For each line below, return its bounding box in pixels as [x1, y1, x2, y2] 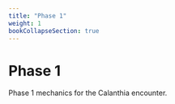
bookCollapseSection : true [8, 27, 100, 35]
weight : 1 [8, 19, 42, 27]
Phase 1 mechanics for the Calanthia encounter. [8, 88, 168, 98]
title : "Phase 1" [8, 11, 67, 20]
